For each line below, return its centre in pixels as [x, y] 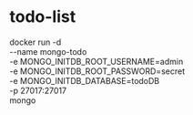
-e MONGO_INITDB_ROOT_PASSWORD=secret [97, 71]
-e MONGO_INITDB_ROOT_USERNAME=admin [96, 61]
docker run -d [36, 42]
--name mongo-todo [48, 51]
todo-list [43, 17]
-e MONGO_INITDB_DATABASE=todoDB [85, 80]
